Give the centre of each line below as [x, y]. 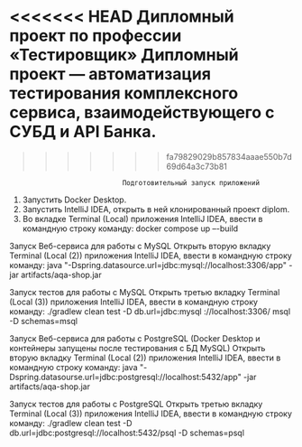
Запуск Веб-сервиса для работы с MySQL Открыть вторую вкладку [140, 246]
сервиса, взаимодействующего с [142, 112]
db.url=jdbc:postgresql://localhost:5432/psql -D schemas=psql [127, 433]
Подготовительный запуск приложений [191, 182]
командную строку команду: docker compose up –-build [130, 228]
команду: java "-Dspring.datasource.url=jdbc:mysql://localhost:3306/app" [148, 265]
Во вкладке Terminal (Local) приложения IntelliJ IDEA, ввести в [142, 219]
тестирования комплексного [124, 93]
